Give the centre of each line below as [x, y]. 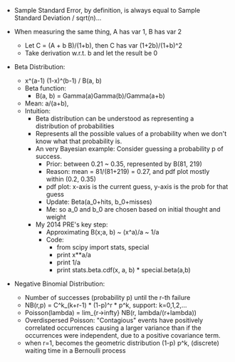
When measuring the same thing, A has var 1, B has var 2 [98, 32]
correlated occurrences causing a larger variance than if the [113, 328]
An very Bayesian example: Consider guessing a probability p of [129, 149]
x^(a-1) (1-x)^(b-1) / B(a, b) [63, 81]
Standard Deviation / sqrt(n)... [58, 18]
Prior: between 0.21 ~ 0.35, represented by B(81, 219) [124, 164]
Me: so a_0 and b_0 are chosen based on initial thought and [133, 209]
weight [56, 217]
